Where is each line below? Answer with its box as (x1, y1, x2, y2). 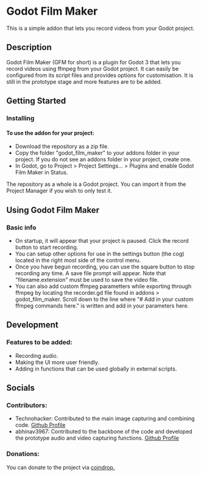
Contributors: (6, 401, 48, 409)
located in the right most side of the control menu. (15, 256, 141, 264)
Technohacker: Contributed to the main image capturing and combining (15, 415, 195, 423)
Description (6, 42, 52, 53)
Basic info (6, 223, 37, 232)
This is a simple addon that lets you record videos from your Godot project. (6, 24, 195, 32)
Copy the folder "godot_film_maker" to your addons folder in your (15, 149, 180, 157)
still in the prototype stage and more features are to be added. (6, 78, 163, 85)
